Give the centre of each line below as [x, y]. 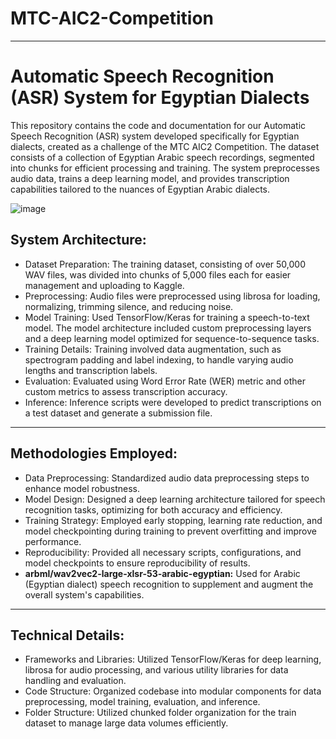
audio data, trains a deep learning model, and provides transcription [150, 178]
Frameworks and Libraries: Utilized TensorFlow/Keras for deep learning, [173, 659]
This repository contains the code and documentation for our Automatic [158, 125]
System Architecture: [78, 240]
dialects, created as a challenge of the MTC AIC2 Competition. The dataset [165, 146]
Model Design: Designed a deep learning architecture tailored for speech [175, 499]
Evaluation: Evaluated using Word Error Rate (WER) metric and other [165, 381]
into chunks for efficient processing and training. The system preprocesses [165, 168]
